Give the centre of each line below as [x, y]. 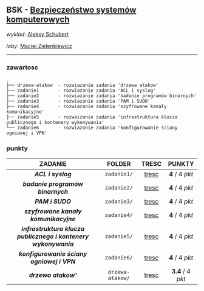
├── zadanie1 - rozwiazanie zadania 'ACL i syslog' [81, 91]
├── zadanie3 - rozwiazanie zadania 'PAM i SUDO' [78, 101]
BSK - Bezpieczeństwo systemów [71, 10]
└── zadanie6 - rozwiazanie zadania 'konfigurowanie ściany [92, 128]
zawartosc [22, 67]
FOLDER [119, 164]
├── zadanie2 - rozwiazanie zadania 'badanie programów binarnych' [102, 96]
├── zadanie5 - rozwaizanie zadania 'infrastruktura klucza [92, 117]
